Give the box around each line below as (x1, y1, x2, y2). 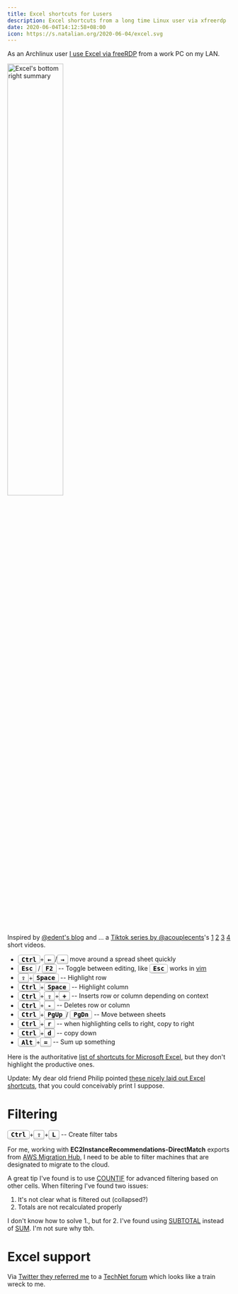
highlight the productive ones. (7, 1060, 95, 1069)
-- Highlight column (71, 982, 129, 991)
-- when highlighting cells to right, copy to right (56, 1020, 195, 1028)
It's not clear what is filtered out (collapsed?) (17, 1195, 149, 1203)
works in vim (169, 964, 207, 973)
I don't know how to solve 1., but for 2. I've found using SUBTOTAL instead (7, 1216, 225, 1225)
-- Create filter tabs (61, 1130, 118, 1139)
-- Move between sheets (93, 1011, 166, 1019)
